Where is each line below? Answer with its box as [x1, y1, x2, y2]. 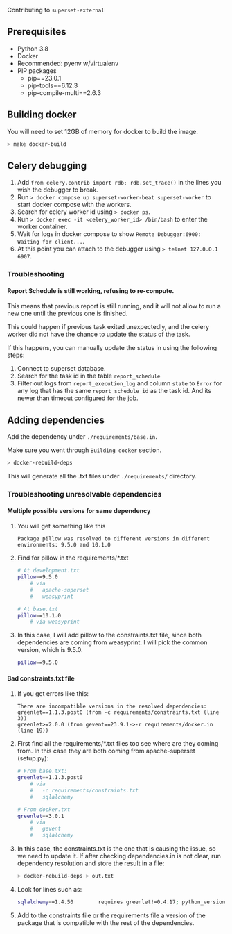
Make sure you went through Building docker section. [7, 446, 162, 454]
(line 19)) [17, 727, 49, 735]
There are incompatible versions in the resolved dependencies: [17, 703, 207, 710]
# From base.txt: [17, 767, 68, 775]
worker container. [17, 222, 68, 231]
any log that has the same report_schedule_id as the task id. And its [17, 387, 212, 395]
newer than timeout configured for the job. [17, 394, 139, 402]
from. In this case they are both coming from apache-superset [17, 747, 195, 756]
